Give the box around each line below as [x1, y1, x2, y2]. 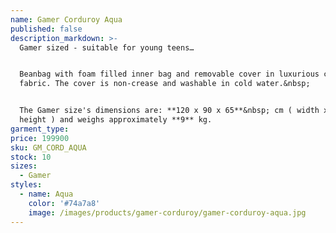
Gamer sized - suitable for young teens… [19, 42, 195, 53]
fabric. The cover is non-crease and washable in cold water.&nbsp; [19, 79, 311, 89]
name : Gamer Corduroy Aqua [10, 14, 123, 25]
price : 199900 [10, 133, 70, 143]
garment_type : [10, 124, 70, 134]
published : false [10, 24, 83, 34]
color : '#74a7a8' [28, 198, 101, 208]
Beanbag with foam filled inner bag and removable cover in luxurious [19, 69, 320, 80]
